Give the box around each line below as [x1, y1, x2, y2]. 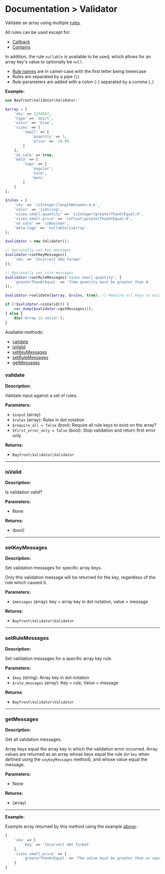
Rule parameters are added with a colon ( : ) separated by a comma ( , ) [12, 79, 154, 85]
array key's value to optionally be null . [5, 59, 83, 64]
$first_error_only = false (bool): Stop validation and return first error [12, 427, 156, 433]
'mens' [31, 175, 45, 180]
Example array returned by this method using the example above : [5, 823, 137, 830]
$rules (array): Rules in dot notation [12, 417, 85, 423]
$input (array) [12, 411, 41, 417]
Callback [12, 38, 30, 45]
